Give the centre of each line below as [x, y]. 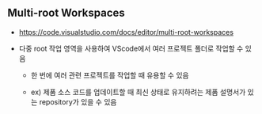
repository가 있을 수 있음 [78, 101]
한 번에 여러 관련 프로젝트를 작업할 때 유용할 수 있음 [110, 75]
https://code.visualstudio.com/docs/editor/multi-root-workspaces [126, 32]
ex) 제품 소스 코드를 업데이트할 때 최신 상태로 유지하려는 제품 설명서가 [138, 92]
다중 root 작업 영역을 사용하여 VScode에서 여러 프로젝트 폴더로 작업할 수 [131, 48]
